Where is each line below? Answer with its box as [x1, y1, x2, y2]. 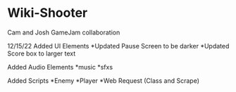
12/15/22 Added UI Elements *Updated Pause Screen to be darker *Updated [7, 41, 230, 50]
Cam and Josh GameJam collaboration [7, 28, 120, 37]
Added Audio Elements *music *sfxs [7, 63, 113, 71]
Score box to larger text [7, 49, 76, 58]
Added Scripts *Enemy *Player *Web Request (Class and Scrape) [7, 76, 199, 85]
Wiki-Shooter [7, 5, 88, 21]
